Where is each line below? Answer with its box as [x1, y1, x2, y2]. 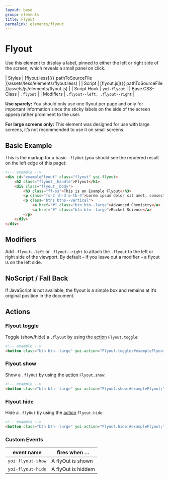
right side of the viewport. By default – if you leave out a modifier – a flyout [5, 254, 160, 260]
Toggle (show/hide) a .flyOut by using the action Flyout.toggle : [5, 334, 139, 340]
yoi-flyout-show [8, 458, 47, 464]
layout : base [5, 7, 33, 13]
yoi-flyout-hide [8, 466, 47, 472]
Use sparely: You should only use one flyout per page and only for [5, 101, 143, 107]
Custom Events [5, 436, 44, 443]
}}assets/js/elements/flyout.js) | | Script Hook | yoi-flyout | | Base [5, 86, 142, 92]
